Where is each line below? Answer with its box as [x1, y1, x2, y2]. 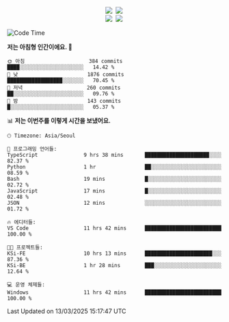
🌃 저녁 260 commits [7, 84, 121, 91]
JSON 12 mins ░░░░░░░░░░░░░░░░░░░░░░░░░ [7, 199, 222, 206]
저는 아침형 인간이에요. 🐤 [7, 43, 73, 51]
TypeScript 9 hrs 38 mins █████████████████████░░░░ [7, 151, 222, 158]
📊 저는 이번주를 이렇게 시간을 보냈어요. [7, 116, 111, 125]
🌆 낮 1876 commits [7, 71, 124, 78]
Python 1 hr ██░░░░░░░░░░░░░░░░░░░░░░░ [7, 164, 222, 171]
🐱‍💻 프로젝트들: [7, 244, 43, 251]
